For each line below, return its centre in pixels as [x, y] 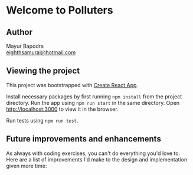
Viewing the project [43, 71]
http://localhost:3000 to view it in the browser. [63, 109]
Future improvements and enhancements [84, 139]
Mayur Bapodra [25, 46]
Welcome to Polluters [60, 10]
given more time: [27, 166]
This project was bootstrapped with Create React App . [72, 85]
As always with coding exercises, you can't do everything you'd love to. [93, 153]
